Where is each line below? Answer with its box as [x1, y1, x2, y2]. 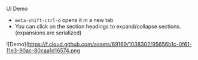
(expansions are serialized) [14, 29, 82, 36]
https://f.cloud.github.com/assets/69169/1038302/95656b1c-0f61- [28, 41, 193, 48]
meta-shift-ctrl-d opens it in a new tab [14, 17, 114, 23]
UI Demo [6, 5, 28, 12]
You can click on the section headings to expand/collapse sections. [14, 23, 181, 30]
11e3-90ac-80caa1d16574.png [6, 47, 81, 54]
